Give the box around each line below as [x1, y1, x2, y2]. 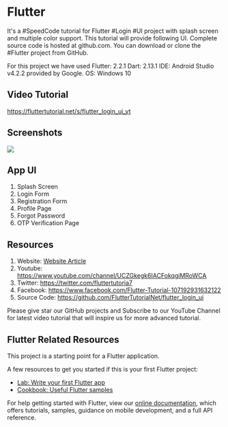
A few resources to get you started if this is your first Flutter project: [7, 365, 198, 373]
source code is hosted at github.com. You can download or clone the [7, 41, 201, 49]
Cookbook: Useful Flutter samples [16, 386, 113, 393]
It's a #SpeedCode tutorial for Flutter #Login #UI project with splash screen [7, 27, 218, 35]
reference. [7, 413, 36, 422]
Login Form [16, 190, 50, 198]
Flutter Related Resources [7, 333, 119, 346]
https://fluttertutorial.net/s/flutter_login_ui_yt [7, 107, 131, 115]
